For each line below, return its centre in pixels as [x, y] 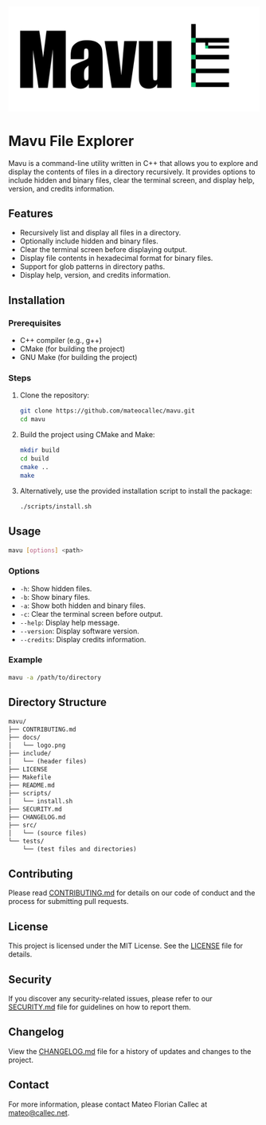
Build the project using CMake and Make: [87, 435]
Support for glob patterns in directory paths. [92, 266]
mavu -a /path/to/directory [55, 677]
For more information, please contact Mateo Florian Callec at [108, 1104]
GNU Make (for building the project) [78, 357]
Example [25, 660]
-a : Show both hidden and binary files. [82, 606]
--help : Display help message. [70, 622]
